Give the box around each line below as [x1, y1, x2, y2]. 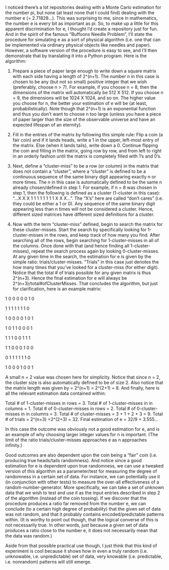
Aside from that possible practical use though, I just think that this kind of [5, 543, 157, 549]
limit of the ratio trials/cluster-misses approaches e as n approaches [5, 437, 147, 443]
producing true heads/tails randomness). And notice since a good [5, 458, 142, 463]
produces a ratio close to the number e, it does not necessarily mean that [5, 527, 158, 534]
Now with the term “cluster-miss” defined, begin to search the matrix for [12, 221, 163, 227]
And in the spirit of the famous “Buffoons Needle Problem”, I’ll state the [5, 31, 153, 37]
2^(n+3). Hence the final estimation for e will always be [12, 275, 127, 281]
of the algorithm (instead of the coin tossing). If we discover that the [5, 495, 147, 501]
